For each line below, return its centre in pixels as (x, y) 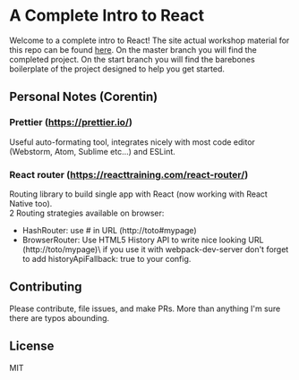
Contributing (46, 287)
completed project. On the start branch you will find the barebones (132, 59)
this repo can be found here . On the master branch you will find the (133, 49)
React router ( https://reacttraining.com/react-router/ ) (129, 174)
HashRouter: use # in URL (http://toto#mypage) (109, 230)
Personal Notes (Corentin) (84, 97)
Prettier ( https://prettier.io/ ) (71, 122)
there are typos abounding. (60, 317)
